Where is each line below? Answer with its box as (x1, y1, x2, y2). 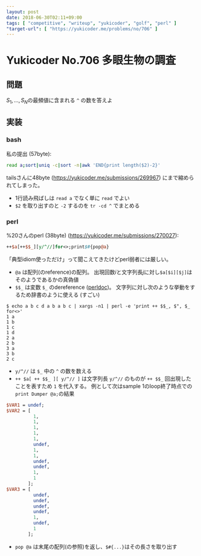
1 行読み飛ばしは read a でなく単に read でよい (14, 194, 130, 201)
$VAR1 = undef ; (6, 402, 45, 408)
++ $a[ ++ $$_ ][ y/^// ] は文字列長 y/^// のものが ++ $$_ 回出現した (14, 375, 192, 382)
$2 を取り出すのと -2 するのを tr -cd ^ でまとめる (14, 202, 140, 209)
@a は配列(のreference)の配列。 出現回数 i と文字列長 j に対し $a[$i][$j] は (14, 268, 193, 276)
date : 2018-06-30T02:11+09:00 (6, 15, 83, 21)
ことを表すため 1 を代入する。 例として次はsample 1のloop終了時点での (14, 382, 193, 390)
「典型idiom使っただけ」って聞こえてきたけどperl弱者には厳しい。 (6, 255, 172, 263)
